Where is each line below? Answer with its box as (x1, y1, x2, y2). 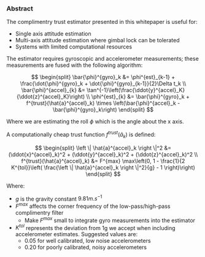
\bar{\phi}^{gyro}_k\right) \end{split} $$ (52, 106, 154, 113)
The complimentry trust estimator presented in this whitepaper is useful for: (6, 18, 198, 26)
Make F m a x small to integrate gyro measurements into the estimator (24, 216, 195, 224)
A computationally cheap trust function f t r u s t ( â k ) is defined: (6, 130, 156, 139)
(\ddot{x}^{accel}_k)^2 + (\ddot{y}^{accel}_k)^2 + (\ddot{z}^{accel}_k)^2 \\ (8, 150, 198, 158)
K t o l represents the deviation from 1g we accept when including (15, 223, 176, 231)
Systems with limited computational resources (15, 43, 133, 50)
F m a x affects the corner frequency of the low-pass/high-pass (15, 201, 171, 210)
